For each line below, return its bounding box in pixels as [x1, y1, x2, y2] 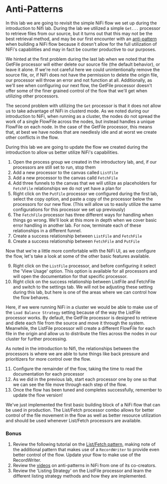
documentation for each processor [12, 371, 84, 377]
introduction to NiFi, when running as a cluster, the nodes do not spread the [5, 113, 161, 119]
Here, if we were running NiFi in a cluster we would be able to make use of [5, 304, 158, 310]
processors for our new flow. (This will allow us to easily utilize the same [12, 201, 161, 207]
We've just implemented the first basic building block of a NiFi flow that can [5, 401, 161, 407]
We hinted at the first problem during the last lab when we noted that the [5, 56, 155, 62]
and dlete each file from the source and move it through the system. [5, 320, 145, 326]
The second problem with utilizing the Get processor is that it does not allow [5, 102, 161, 108]
